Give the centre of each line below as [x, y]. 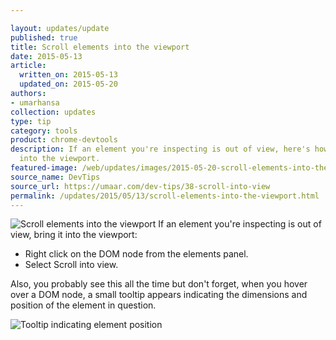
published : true [44, 37]
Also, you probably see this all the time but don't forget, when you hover [159, 284]
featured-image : [44, 168]
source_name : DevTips [55, 177]
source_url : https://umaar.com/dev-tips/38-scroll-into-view [140, 186]
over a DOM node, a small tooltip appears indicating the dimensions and [159, 295]
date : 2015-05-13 [46, 56]
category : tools [44, 131]
